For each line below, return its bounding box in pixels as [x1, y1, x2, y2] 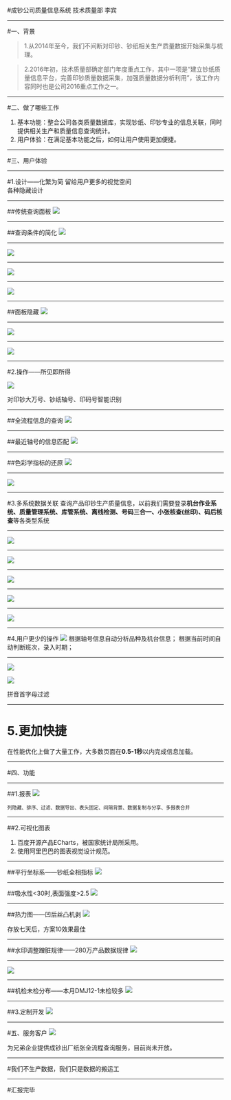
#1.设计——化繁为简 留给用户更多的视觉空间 [7, 178, 132, 186]
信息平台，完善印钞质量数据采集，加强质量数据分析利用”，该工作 [30, 74, 214, 81]
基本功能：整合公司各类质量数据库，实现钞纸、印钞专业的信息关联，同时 [16, 118, 222, 126]
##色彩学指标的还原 [7, 459, 63, 467]
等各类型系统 [13, 517, 49, 524]
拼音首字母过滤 [7, 690, 49, 698]
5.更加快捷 [7, 723, 67, 739]
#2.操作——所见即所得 [7, 368, 71, 376]
